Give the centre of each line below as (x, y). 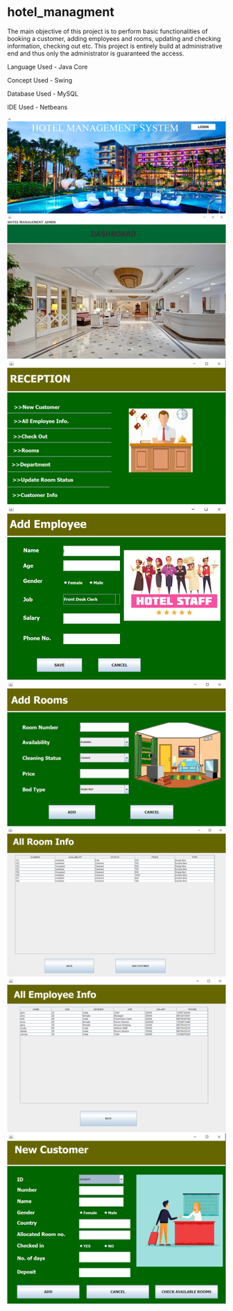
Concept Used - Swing (40, 80)
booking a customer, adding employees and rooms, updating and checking (114, 38)
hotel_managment (61, 12)
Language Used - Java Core (48, 67)
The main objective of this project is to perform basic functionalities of (107, 31)
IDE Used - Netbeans (37, 107)
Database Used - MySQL (43, 94)
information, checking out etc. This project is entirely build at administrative (115, 46)
